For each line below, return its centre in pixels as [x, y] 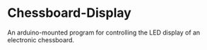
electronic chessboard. [41, 39]
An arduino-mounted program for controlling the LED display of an [104, 32]
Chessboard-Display [70, 13]
